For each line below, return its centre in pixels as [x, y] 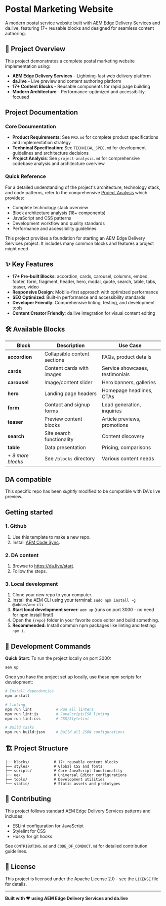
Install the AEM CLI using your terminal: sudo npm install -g [74, 600]
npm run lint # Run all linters [49, 709]
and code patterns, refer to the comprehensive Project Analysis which [76, 192]
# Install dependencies [30, 691]
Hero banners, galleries [129, 383]
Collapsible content [67, 354]
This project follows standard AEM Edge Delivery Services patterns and [78, 811]
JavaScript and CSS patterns [42, 218]
